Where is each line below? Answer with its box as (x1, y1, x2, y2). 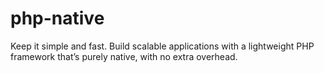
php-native (10, 7, 105, 30)
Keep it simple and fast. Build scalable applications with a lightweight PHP (10, 40, 315, 52)
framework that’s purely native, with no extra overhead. (10, 50, 238, 62)
